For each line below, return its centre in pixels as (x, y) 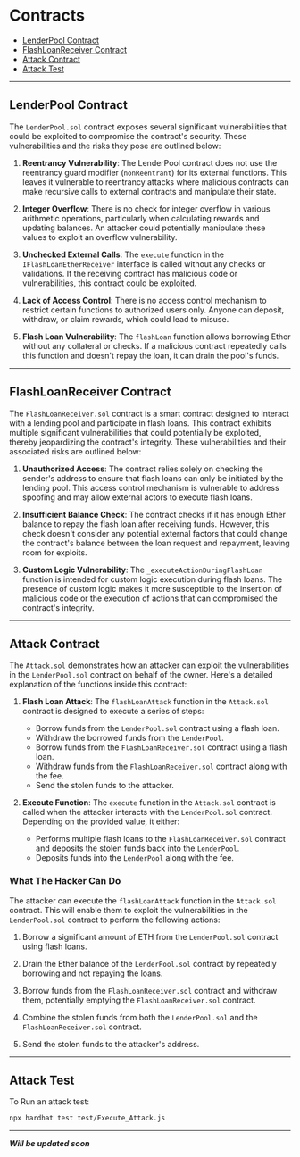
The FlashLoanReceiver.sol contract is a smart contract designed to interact (150, 413)
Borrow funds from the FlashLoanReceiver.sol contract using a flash (161, 747)
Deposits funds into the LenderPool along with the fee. (135, 858)
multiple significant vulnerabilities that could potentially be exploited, (135, 432)
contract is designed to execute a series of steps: (113, 712)
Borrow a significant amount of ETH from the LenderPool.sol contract (150, 936)
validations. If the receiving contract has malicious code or (130, 273)
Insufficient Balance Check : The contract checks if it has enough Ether (154, 514)
